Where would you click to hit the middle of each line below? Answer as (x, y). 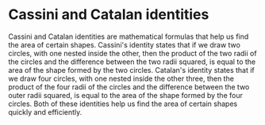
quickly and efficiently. (45, 112)
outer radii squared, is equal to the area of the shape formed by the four (126, 95)
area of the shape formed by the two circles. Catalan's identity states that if (132, 70)
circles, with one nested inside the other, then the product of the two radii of (132, 53)
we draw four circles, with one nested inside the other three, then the (121, 78)
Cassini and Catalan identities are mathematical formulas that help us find (129, 36)
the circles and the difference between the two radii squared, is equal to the (132, 62)
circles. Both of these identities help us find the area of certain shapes (123, 104)
